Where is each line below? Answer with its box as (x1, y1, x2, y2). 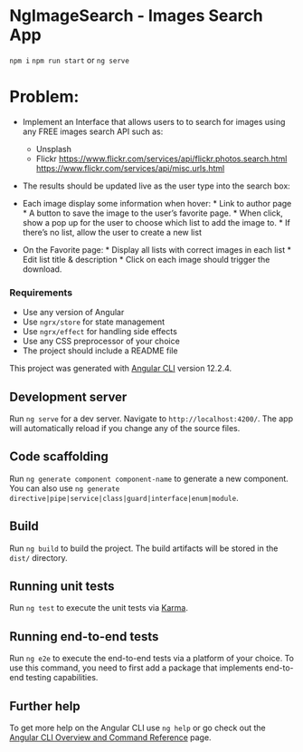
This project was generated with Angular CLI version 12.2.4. (9, 363, 232, 374)
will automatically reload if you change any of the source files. (9, 422, 241, 433)
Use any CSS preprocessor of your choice (22, 336, 181, 347)
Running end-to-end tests (9, 629, 159, 644)
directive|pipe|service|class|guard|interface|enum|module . (9, 492, 239, 503)
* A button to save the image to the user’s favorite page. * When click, (22, 207, 283, 218)
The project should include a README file (22, 345, 178, 356)
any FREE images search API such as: (22, 126, 164, 137)
